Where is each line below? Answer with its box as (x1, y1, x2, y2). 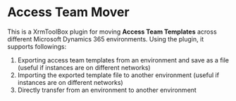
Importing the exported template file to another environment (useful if (17, 71, 220, 79)
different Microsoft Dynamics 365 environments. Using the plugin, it (7, 34, 204, 43)
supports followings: (7, 42, 67, 50)
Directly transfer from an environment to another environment (17, 86, 197, 94)
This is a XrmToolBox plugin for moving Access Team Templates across (7, 27, 217, 36)
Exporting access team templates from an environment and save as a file (17, 55, 230, 64)
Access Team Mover (7, 4, 130, 20)
